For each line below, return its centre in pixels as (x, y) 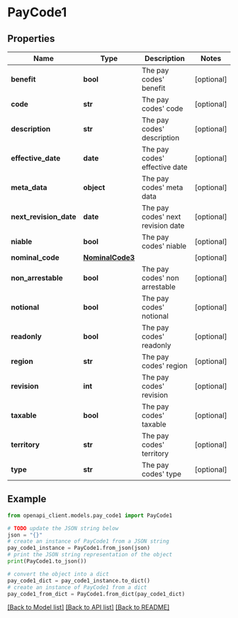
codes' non (160, 278)
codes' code (162, 109)
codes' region (164, 366)
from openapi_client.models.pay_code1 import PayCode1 (90, 515)
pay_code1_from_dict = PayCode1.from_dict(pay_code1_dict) (96, 594)
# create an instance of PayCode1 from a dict (77, 587)
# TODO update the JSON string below (63, 528)
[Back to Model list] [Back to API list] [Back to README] (89, 607)
